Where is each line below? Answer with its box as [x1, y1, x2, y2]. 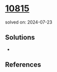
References [5, 61, 41, 69]
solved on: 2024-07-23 [5, 19, 53, 25]
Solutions [5, 33, 35, 42]
